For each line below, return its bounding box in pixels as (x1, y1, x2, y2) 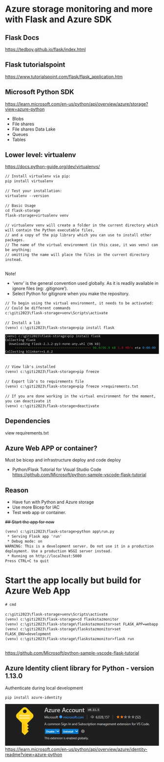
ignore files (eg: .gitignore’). (12, 286, 68, 292)
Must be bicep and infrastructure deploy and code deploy (5, 457, 121, 463)
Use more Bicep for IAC (12, 504, 60, 510)
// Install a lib (5, 321, 41, 326)
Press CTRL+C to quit (5, 559, 49, 564)
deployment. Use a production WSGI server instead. (5, 549, 112, 554)
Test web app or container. (12, 510, 66, 516)
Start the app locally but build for (5, 575, 142, 586)
